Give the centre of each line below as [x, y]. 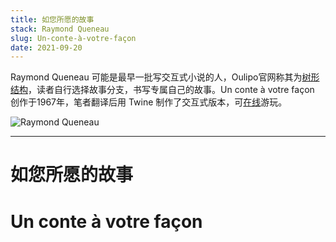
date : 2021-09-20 [46, 47]
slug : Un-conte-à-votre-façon [73, 38]
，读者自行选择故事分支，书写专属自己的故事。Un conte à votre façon [171, 90]
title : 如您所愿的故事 [52, 19]
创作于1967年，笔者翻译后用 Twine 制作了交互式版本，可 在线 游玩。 [149, 102]
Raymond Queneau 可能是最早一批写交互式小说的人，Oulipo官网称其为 [156, 77]
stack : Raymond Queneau [60, 29]
